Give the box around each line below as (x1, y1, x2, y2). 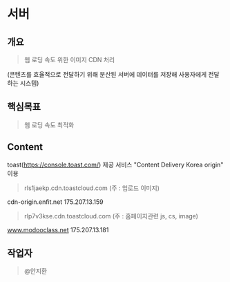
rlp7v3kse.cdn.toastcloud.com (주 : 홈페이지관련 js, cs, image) (23, 211, 199, 220)
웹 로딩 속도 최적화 (23, 120, 75, 129)
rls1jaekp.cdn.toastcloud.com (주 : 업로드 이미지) (23, 184, 160, 192)
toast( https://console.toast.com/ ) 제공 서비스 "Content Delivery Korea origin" (7, 160, 224, 169)
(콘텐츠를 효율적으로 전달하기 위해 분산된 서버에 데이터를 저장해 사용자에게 (7, 70, 207, 78)
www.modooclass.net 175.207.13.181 (7, 225, 109, 234)
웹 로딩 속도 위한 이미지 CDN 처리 (23, 56, 115, 64)
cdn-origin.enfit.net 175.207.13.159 (7, 198, 104, 206)
